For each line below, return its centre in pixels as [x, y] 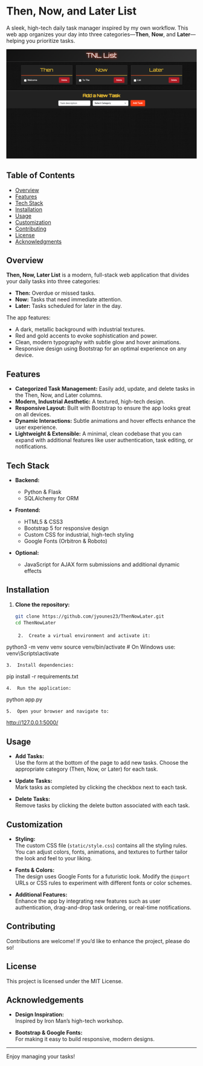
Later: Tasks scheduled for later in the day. [69, 306]
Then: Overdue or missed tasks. [55, 293]
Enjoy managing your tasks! [41, 1056]
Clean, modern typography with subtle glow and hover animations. [98, 342]
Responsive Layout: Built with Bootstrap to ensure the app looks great [103, 408]
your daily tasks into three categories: [53, 281]
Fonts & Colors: [35, 870]
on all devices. [33, 414]
